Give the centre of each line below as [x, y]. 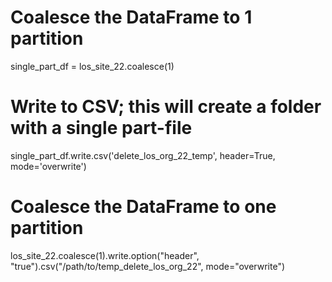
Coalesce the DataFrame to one [143, 207]
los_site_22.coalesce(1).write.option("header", [105, 255]
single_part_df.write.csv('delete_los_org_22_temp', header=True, [143, 155]
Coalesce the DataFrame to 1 [131, 17]
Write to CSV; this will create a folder [166, 107]
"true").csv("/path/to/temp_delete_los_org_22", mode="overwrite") [148, 266]
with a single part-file [101, 128]
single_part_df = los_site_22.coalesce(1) [92, 66]
